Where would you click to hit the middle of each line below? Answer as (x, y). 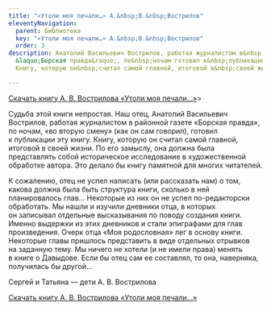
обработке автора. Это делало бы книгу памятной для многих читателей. (135, 165)
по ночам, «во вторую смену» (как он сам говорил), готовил (113, 130)
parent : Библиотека (48, 31)
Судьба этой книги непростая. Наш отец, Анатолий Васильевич (118, 114)
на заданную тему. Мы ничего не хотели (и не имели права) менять (126, 249)
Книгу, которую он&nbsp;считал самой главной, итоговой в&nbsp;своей (135, 68)
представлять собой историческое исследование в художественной (127, 156)
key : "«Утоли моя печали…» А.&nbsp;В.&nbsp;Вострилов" (110, 38)
